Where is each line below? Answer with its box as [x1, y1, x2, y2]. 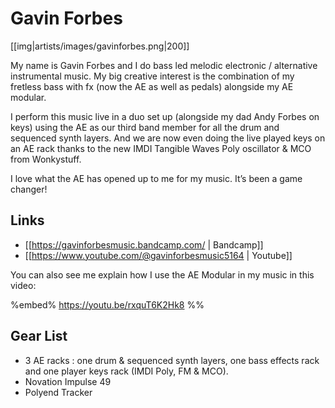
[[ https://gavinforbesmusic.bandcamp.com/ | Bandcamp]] [24, 238, 264, 251]
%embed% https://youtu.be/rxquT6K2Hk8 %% [10, 298, 205, 311]
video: [10, 279, 37, 291]
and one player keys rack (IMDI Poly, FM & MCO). [24, 365, 229, 377]
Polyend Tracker [24, 386, 93, 398]
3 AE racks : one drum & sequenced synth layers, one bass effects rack [24, 354, 320, 366]
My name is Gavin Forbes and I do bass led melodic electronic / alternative [10, 59, 318, 71]
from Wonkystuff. [10, 153, 82, 165]
